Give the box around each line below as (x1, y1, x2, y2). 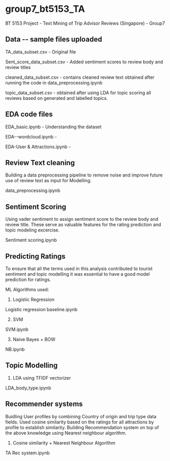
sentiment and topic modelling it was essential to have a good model (5, 271, 150, 277)
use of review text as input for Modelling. (5, 178, 92, 184)
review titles (5, 64, 31, 70)
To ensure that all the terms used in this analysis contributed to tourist (5, 265, 153, 272)
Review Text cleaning (5, 158, 75, 167)
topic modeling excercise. (5, 227, 60, 233)
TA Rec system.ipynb (5, 450, 50, 456)
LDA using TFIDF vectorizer (12, 375, 71, 381)
